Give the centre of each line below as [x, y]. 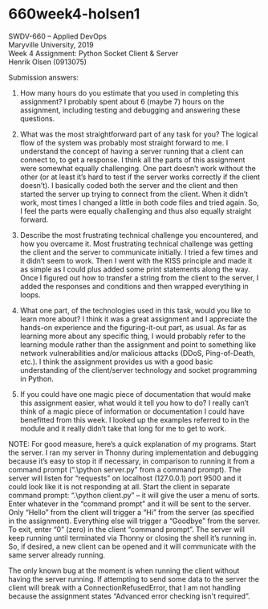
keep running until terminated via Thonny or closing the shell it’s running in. [132, 537]
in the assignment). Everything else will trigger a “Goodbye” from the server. [134, 521]
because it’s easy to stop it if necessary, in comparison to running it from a [132, 461]
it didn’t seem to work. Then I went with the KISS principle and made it [136, 260]
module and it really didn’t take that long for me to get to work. [123, 428]
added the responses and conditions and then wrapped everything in [134, 286]
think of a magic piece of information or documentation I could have [132, 411]
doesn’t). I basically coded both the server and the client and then [129, 185]
